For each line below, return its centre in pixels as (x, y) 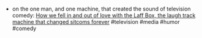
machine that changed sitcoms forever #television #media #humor (96, 22)
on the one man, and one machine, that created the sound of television (101, 9)
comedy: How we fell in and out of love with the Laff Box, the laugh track (104, 15)
